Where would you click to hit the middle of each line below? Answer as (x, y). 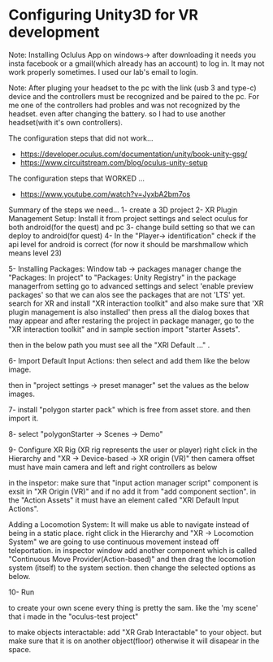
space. (20, 649)
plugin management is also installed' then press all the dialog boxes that (129, 311)
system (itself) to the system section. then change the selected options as (132, 568)
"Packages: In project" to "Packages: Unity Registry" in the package (123, 277)
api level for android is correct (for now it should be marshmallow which (128, 244)
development (54, 32)
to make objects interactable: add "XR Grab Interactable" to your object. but (135, 632)
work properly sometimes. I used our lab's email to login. (104, 72)
